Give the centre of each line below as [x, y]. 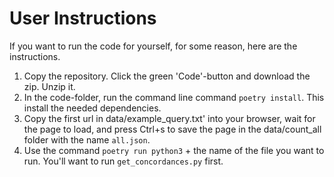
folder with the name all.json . [87, 139]
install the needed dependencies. [92, 108]
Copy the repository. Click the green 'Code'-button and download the [167, 76]
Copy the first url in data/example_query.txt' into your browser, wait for [169, 118]
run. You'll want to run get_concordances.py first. [123, 161]
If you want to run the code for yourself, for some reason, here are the [153, 46]
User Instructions [83, 18]
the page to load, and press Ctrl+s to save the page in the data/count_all [172, 129]
